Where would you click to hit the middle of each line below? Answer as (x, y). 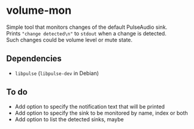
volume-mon (39, 10)
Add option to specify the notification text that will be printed (90, 106)
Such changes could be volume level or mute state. (69, 40)
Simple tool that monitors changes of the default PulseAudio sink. (87, 27)
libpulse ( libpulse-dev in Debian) (57, 73)
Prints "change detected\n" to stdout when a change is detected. (86, 33)
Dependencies (34, 58)
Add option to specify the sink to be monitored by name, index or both (101, 113)
